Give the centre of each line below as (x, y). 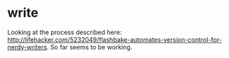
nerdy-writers (27, 47)
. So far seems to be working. (90, 47)
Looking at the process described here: (65, 32)
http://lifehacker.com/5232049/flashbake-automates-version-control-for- (115, 39)
